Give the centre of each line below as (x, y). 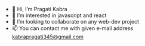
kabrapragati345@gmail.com (47, 37)
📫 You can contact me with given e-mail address (72, 28)
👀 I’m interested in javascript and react (59, 15)
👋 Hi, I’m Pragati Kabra (39, 9)
